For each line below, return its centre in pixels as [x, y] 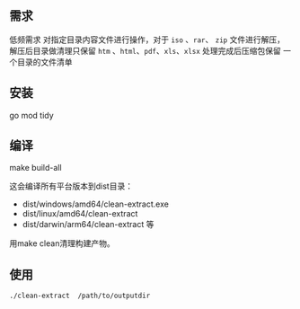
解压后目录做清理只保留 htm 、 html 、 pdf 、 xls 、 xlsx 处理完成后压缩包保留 [145, 50]
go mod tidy [31, 115]
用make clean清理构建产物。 [62, 243]
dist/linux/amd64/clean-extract [80, 214]
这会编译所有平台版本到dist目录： [71, 186]
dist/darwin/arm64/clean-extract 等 [88, 225]
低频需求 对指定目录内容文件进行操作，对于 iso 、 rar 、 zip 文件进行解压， [147, 40]
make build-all [35, 168]
